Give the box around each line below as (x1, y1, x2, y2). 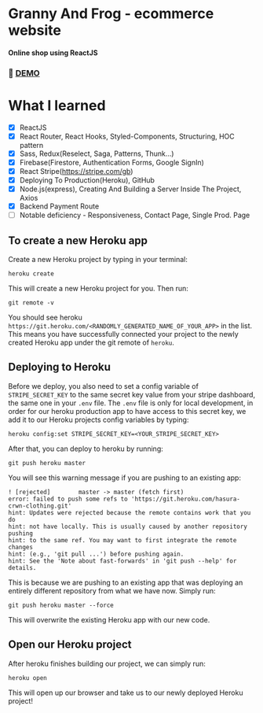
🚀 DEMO (8, 68, 41, 79)
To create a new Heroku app (8, 234, 148, 247)
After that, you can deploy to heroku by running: (8, 444, 163, 453)
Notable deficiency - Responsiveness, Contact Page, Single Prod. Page (19, 210, 250, 220)
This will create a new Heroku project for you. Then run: (8, 284, 188, 294)
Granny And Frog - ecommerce (8, 5, 214, 23)
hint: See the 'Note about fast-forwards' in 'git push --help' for (8, 556, 237, 565)
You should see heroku (8, 312, 82, 323)
